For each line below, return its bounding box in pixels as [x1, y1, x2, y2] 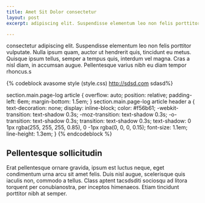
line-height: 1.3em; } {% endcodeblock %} [6, 130, 112, 137]
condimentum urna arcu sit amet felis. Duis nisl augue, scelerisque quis [6, 171, 185, 178]
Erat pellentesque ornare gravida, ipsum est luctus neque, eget [6, 164, 165, 171]
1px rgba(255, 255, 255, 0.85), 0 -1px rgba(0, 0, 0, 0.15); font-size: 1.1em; [6, 124, 188, 131]
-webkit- [156, 105, 179, 112]
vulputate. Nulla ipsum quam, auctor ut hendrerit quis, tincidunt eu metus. [6, 49, 192, 56]
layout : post [6, 15, 40, 21]
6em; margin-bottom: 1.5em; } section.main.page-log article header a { [17, 98, 195, 105]
